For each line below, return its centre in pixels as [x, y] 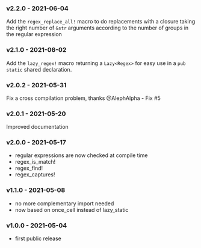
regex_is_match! [35, 162]
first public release [38, 238]
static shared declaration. [39, 69]
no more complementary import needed [64, 203]
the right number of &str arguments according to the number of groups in [97, 28]
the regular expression [34, 34]
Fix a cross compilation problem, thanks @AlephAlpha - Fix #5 [84, 98]
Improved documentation [38, 127]
